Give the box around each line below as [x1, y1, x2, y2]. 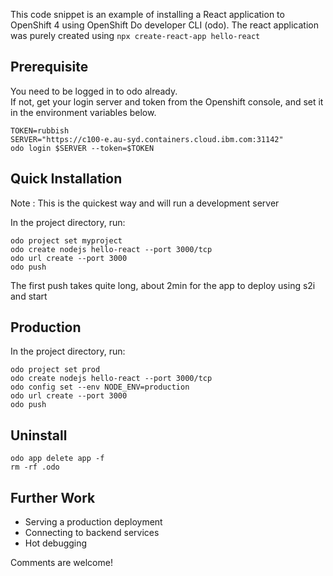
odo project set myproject [10, 235, 123, 246]
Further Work [10, 489, 96, 506]
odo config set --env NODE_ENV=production [10, 382, 190, 393]
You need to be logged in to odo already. [10, 85, 178, 97]
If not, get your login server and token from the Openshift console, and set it [10, 95, 324, 108]
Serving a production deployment [24, 516, 163, 528]
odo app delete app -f [10, 454, 105, 464]
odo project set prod [10, 365, 101, 375]
